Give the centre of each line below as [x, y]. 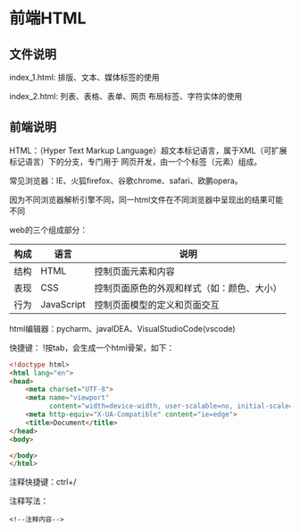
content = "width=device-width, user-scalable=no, [141, 406]
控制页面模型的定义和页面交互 [157, 305]
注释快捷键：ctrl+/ [43, 482]
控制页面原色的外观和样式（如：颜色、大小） [188, 288]
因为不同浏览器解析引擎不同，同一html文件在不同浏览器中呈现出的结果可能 [146, 199]
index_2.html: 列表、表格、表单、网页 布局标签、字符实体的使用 [126, 96]
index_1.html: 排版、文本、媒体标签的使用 [84, 77]
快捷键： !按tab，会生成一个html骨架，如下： [92, 347]
